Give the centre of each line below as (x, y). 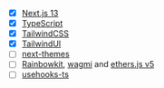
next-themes (45, 54)
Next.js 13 (40, 13)
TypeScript (42, 24)
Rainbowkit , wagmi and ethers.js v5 (88, 64)
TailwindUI (41, 44)
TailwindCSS (45, 34)
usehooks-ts (45, 74)
